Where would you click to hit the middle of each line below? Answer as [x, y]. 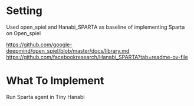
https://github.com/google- [39, 45]
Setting [24, 11]
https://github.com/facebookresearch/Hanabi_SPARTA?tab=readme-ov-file [97, 57]
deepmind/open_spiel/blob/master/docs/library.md [68, 50]
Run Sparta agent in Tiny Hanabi [45, 97]
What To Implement [55, 81]
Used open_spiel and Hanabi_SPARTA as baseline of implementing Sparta [96, 27]
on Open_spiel [24, 33]
